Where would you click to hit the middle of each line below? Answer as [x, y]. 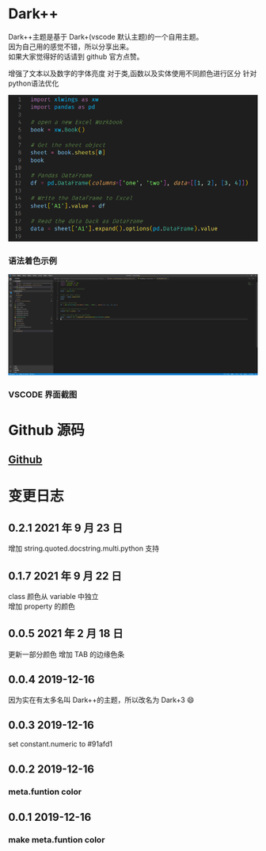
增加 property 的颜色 [42, 606]
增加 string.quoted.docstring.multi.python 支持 [84, 548]
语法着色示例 [33, 261]
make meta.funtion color [57, 840]
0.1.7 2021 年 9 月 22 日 [65, 576]
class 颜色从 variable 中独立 [53, 596]
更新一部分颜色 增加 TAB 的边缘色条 [66, 654]
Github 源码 [47, 430]
